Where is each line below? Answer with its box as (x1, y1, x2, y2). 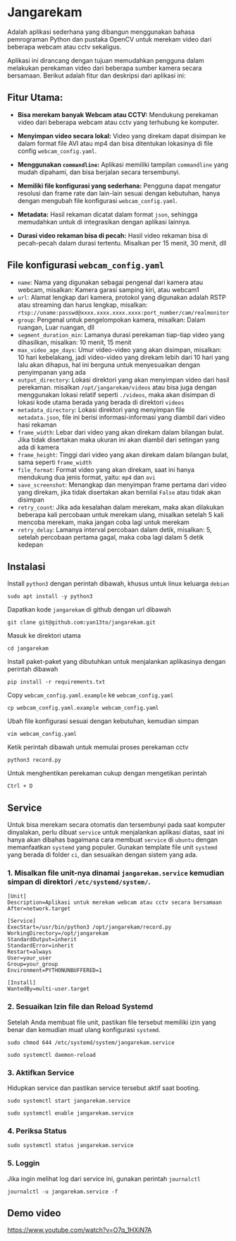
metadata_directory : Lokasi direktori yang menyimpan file (17, 405, 185, 413)
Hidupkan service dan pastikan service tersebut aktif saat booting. (7, 1084, 201, 1092)
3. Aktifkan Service (7, 1067, 75, 1077)
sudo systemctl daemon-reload (7, 1051, 97, 1058)
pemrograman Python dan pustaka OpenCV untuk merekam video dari (7, 35, 212, 43)
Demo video (7, 1207, 61, 1219)
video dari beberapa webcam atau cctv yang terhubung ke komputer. (17, 118, 219, 126)
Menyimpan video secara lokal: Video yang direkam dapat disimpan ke (17, 131, 227, 140)
